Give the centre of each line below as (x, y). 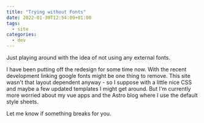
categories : (21, 35)
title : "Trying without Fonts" (46, 12)
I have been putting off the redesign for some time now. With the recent (96, 69)
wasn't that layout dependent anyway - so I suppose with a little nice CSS (99, 82)
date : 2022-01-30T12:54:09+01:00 (49, 18)
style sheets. (22, 102)
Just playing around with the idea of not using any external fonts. (88, 58)
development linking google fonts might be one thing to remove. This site (99, 76)
